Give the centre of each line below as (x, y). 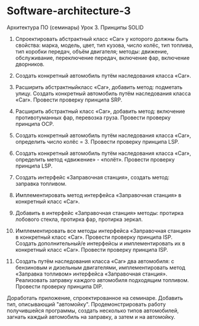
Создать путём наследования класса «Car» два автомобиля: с (94, 261)
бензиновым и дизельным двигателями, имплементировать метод (100, 267)
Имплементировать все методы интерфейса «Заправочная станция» (103, 230)
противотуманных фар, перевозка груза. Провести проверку (93, 118)
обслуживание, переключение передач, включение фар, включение (102, 58)
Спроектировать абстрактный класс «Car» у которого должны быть (102, 39)
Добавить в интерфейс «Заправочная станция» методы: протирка (99, 213)
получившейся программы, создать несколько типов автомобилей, (93, 311)
